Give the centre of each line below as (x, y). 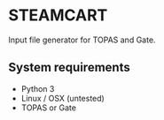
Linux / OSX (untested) (63, 98)
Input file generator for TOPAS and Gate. (82, 40)
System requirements (69, 67)
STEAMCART (58, 15)
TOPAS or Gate (49, 108)
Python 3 (38, 88)
